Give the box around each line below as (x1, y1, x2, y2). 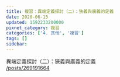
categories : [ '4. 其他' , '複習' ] (6, 30, 84, 36)
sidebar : (6, 41, 28, 47)
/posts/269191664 (6, 64, 50, 71)
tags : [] (6, 36, 28, 41)
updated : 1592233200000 (6, 19, 64, 25)
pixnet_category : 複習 (6, 24, 60, 31)
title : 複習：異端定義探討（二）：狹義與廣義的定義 (6, 8, 114, 15)
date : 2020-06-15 (6, 14, 49, 20)
